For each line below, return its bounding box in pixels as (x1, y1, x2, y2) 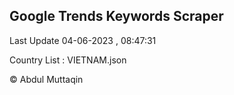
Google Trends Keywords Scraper (9, 8, 224, 25)
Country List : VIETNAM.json (9, 54, 127, 66)
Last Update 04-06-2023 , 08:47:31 (9, 34, 157, 46)
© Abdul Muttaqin (9, 73, 84, 85)
